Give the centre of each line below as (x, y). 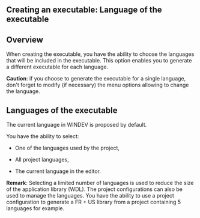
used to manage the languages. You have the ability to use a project (90, 196)
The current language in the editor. (58, 171)
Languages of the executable (62, 110)
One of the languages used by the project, (67, 148)
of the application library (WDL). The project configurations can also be (95, 189)
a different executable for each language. (57, 67)
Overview (25, 39)
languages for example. (35, 208)
